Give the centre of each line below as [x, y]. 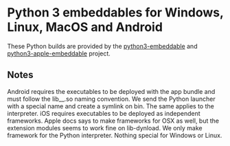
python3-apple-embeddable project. [59, 53]
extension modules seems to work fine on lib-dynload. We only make [105, 127]
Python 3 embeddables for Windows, [115, 13]
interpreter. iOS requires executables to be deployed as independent [104, 113]
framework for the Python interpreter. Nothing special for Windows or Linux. [115, 135]
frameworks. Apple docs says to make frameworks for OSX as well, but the [113, 121]
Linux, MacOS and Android [85, 27]
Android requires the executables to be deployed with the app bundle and [111, 91]
